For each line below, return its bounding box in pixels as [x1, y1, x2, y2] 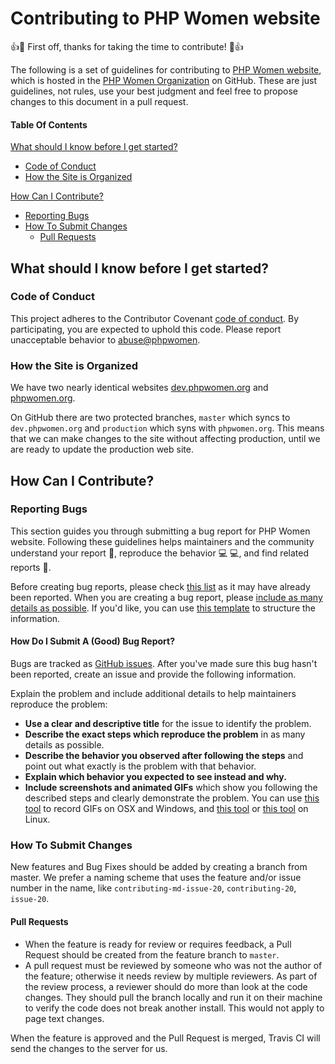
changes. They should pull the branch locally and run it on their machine [24, 991, 323, 1003]
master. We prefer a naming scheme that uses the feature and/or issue [10, 872, 302, 884]
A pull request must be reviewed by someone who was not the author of [24, 959, 323, 971]
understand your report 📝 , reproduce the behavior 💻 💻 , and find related [10, 547, 309, 559]
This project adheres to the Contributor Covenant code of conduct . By [10, 312, 300, 324]
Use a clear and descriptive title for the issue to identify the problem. [24, 718, 312, 730]
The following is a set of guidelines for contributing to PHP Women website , [10, 63, 322, 76]
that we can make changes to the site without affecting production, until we [10, 433, 321, 445]
